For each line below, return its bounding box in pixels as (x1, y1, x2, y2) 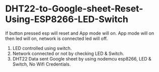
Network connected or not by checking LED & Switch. (12, 50, 124, 56)
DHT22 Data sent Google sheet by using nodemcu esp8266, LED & (12, 55, 152, 61)
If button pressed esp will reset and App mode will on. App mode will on (5, 30, 154, 36)
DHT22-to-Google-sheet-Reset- (5, 3, 143, 14)
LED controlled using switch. (12, 45, 72, 51)
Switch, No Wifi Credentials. (12, 61, 71, 67)
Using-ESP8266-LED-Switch (5, 13, 128, 25)
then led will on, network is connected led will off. (5, 35, 108, 41)
